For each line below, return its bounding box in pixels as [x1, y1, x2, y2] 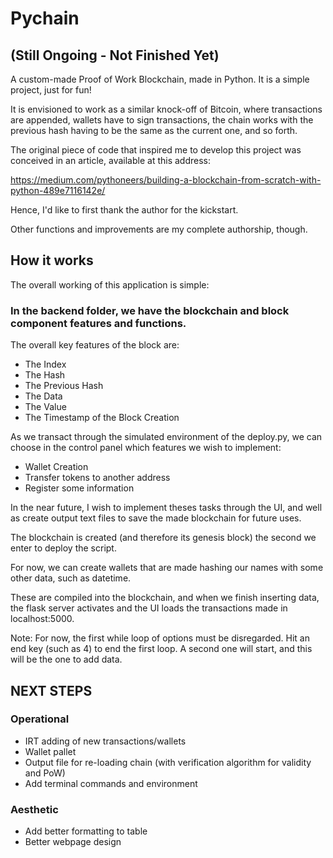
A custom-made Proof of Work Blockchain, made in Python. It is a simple [10, 73, 310, 85]
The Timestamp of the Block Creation [24, 412, 180, 424]
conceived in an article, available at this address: [10, 155, 211, 166]
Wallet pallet [24, 745, 77, 757]
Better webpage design [24, 836, 122, 848]
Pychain [10, 7, 80, 30]
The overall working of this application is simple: [10, 278, 210, 291]
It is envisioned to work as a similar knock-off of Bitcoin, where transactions [10, 103, 323, 115]
